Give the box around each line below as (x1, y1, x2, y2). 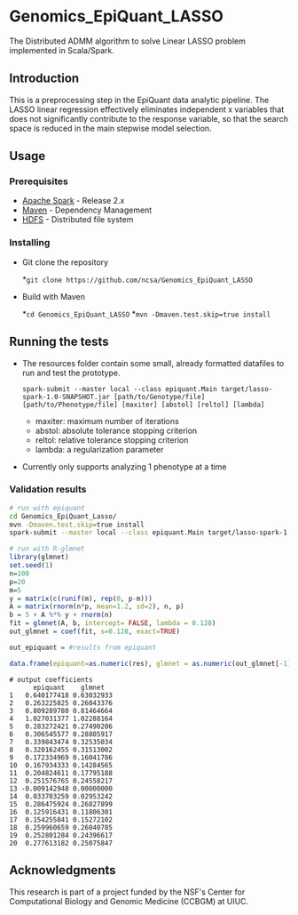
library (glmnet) (9, 553, 69, 562)
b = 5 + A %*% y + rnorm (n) (9, 611, 114, 620)
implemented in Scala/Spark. (9, 44, 115, 55)
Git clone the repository (21, 256, 109, 268)
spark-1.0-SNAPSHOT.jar (21, 392, 111, 401)
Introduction (9, 71, 80, 86)
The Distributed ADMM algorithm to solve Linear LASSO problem (9, 36, 246, 46)
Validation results (9, 483, 87, 495)
